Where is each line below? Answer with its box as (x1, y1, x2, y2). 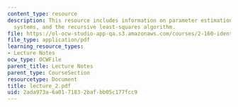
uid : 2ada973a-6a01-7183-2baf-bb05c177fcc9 (7, 89, 138, 96)
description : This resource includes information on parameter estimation (7, 17, 233, 24)
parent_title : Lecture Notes (7, 63, 93, 70)
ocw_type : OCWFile (7, 56, 62, 63)
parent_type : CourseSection (7, 69, 91, 76)
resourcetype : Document (7, 75, 78, 83)
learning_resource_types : (7, 43, 84, 50)
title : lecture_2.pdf (7, 82, 72, 89)
